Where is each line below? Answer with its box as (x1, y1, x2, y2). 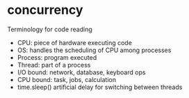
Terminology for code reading (7, 25, 92, 33)
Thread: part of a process (17, 60, 91, 69)
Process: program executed (17, 53, 97, 61)
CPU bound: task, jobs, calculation (17, 75, 117, 83)
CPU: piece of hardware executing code (17, 38, 132, 47)
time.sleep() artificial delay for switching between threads (17, 83, 183, 91)
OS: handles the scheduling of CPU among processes (17, 46, 172, 54)
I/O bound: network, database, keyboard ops (17, 68, 146, 76)
